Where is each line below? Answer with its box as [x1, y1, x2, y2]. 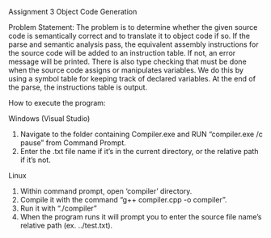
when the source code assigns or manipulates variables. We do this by [8, 65, 244, 75]
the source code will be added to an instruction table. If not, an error [8, 48, 236, 57]
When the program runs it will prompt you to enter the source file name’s [19, 212, 262, 221]
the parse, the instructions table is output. [8, 82, 148, 92]
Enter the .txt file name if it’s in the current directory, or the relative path [19, 147, 259, 156]
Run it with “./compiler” [19, 203, 97, 213]
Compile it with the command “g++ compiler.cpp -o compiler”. [19, 195, 227, 204]
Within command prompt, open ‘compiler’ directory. [19, 186, 193, 196]
